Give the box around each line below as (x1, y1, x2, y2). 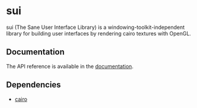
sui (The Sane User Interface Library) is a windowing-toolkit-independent (6, 24, 185, 31)
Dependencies (6, 80, 61, 90)
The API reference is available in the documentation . (6, 63, 134, 70)
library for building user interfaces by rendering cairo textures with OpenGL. (6, 30, 191, 37)
